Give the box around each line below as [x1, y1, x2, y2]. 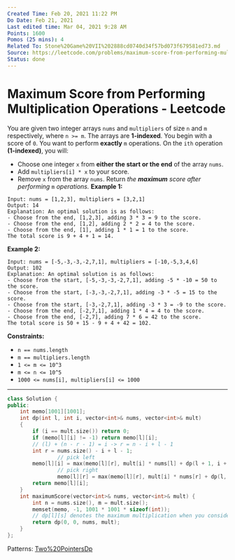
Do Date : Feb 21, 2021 [7, 17, 73, 24]
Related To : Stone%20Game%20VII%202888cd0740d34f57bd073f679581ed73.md [7, 43, 220, 50]
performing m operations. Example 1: [17, 182, 123, 190]
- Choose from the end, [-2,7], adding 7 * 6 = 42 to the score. [7, 313, 201, 321]
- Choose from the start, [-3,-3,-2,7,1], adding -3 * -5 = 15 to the [7, 288, 218, 296]
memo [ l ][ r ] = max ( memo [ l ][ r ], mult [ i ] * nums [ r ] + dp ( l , [57, 473, 227, 480]
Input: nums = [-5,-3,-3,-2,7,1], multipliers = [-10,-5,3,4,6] [7, 258, 199, 265]
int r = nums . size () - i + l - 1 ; [32, 447, 133, 454]
